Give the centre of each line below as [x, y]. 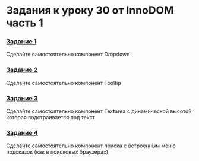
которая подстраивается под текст [50, 118]
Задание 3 [22, 98]
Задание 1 [21, 42]
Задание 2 [22, 70]
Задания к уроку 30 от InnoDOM [90, 10]
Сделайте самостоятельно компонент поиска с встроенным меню [91, 146]
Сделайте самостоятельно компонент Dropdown [68, 55]
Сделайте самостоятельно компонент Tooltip [64, 83]
